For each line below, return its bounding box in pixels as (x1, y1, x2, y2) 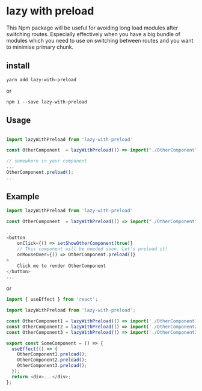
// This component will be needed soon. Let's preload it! (17, 246, 168, 252)
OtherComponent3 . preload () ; (17, 363, 87, 369)
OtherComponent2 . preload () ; (17, 357, 87, 363)
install (6, 61, 30, 71)
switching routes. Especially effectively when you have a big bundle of (6, 30, 180, 37)
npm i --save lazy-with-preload (6, 99, 87, 105)
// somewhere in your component (6, 158, 87, 164)
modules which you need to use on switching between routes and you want (6, 37, 194, 44)
